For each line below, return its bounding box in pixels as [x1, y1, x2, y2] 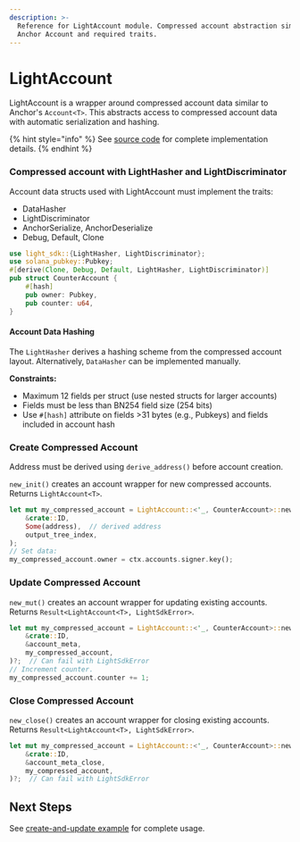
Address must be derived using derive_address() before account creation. [9, 462, 284, 472]
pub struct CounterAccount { [9, 274, 118, 283]
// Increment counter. [9, 664, 94, 674]
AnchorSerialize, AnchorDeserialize [21, 222, 154, 233]
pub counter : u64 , [25, 298, 94, 308]
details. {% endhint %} [9, 144, 93, 154]
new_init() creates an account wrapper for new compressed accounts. [9, 479, 272, 489]
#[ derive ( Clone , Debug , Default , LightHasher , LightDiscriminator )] [9, 265, 270, 275]
